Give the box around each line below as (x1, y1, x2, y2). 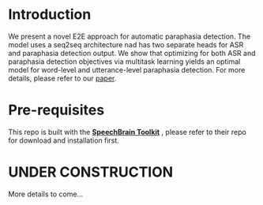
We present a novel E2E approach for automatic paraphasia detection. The (8, 32, 251, 41)
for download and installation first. (8, 136, 120, 145)
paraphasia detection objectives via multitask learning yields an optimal (8, 57, 241, 66)
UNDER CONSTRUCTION (8, 163, 174, 181)
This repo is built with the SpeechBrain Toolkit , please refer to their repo (8, 127, 246, 136)
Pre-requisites (8, 101, 105, 119)
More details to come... (8, 189, 84, 199)
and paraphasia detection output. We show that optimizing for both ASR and (8, 48, 256, 58)
